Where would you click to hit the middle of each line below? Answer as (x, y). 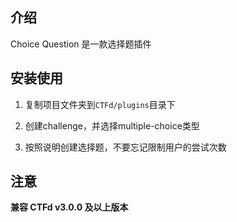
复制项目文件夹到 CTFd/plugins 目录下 (100, 104)
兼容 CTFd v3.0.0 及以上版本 (69, 207)
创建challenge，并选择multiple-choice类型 (112, 125)
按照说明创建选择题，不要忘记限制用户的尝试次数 (125, 147)
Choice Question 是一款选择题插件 (81, 44)
